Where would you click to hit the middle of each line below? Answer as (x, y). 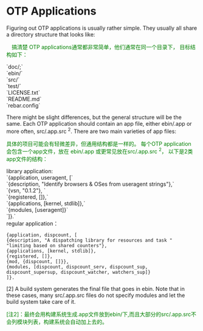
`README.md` (24, 99)
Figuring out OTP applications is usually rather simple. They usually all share (102, 28)
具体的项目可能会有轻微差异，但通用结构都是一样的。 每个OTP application (99, 143)
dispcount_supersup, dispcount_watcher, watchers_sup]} (78, 272)
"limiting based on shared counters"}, (57, 246)
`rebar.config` (23, 105)
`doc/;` (15, 67)
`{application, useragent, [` (40, 178)
